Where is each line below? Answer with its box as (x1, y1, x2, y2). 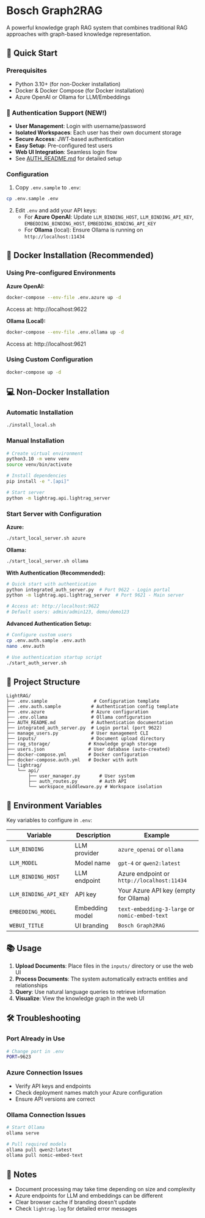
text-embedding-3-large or (118, 905, 195, 913)
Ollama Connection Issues (6, 1111, 86, 1119)
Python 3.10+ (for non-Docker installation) (15, 80, 121, 87)
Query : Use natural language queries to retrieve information (15, 988, 166, 995)
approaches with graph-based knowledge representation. (6, 30, 151, 37)
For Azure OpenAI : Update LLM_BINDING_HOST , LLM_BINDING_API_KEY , (24, 213, 194, 220)
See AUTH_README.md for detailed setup (15, 154, 122, 162)
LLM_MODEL (9, 860, 38, 867)
